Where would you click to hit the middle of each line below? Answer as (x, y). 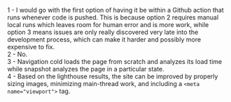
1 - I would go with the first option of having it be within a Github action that (115, 10)
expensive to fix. (31, 47)
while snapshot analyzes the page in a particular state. (86, 69)
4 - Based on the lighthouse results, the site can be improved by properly (113, 76)
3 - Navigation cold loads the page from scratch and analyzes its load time (115, 61)
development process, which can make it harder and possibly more (104, 40)
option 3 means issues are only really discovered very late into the (103, 32)
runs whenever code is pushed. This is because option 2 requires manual (113, 17)
